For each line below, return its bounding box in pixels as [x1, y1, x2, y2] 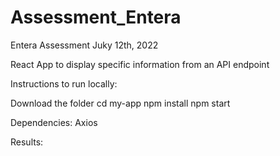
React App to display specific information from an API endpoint [10, 58, 270, 70]
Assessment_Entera [10, 6, 182, 29]
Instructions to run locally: [10, 77, 118, 90]
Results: [10, 136, 44, 148]
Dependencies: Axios [10, 116, 98, 128]
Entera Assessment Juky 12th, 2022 [10, 39, 159, 51]
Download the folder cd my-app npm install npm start [10, 97, 231, 109]
